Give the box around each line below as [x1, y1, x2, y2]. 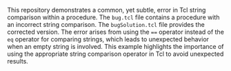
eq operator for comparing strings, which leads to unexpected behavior [7, 35, 209, 43]
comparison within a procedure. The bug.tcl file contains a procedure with [7, 13, 220, 21]
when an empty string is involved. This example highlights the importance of [7, 43, 224, 50]
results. [7, 57, 29, 65]
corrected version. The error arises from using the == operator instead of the [7, 28, 224, 36]
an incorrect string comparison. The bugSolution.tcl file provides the [7, 21, 205, 28]
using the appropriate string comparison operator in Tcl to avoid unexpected [7, 50, 224, 58]
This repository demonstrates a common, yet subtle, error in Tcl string [7, 6, 206, 14]
